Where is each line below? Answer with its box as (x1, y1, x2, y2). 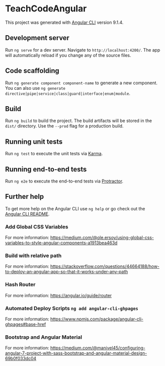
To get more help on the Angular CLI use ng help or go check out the (5, 205, 145, 211)
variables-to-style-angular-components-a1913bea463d (5, 240, 118, 246)
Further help (5, 192, 44, 201)
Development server (5, 34, 70, 42)
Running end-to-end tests (5, 165, 87, 174)
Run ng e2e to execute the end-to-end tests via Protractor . (5, 178, 124, 184)
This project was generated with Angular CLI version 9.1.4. (5, 19, 124, 25)
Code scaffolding (5, 66, 59, 75)
